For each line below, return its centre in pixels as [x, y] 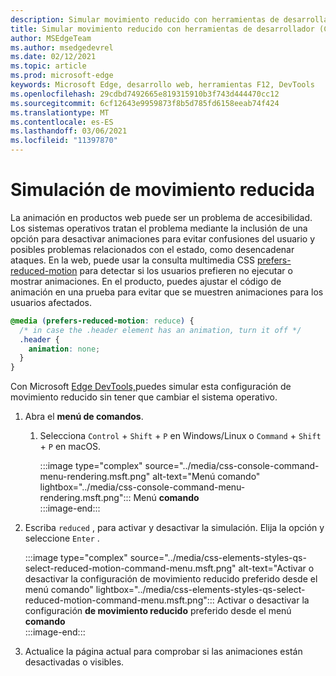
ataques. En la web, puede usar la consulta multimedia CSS [132, 260]
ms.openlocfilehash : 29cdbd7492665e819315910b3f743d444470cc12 [145, 94]
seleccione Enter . [62, 538]
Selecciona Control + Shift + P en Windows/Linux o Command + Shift [180, 436]
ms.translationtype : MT [60, 112]
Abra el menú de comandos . [84, 417]
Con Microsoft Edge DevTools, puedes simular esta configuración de [151, 387]
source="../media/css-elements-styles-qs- [218, 558]
